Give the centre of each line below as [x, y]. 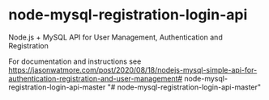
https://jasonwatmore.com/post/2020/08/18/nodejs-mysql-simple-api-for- [133, 69]
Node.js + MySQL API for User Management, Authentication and [115, 37]
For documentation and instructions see [75, 61]
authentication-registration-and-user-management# [96, 78]
